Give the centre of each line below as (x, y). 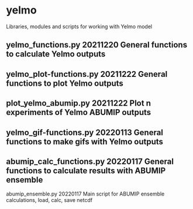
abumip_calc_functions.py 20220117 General (90, 161)
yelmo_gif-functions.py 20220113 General (85, 132)
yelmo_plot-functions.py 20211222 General (87, 74)
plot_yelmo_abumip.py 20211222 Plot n (78, 103)
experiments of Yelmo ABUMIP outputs (79, 112)
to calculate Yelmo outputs (56, 54)
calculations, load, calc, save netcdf (49, 200)
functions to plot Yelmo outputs (65, 83)
